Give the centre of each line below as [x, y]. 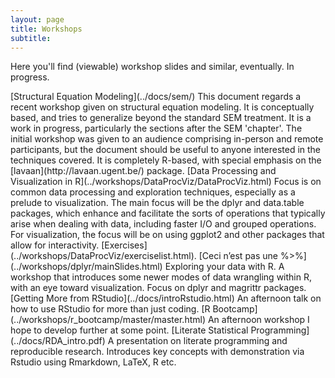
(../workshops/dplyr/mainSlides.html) [86, 267]
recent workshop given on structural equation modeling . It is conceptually [162, 107]
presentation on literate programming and [202, 341]
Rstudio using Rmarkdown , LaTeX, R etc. [93, 362]
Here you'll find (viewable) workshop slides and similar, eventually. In [152, 67]
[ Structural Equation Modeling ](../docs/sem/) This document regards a [156, 97]
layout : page [37, 19]
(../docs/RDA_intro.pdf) [58, 341]
